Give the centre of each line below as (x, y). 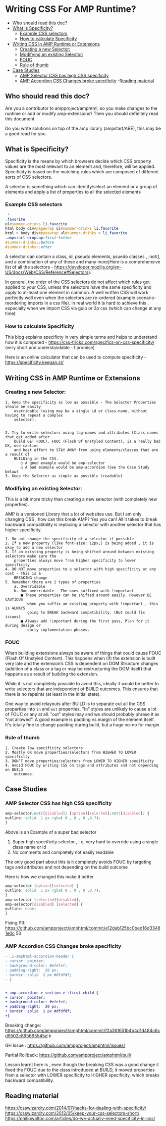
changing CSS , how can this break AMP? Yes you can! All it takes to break (81, 519)
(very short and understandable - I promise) (50, 348)
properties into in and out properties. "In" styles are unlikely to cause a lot (81, 709)
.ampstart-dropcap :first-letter (38, 238)
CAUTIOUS (14, 600)
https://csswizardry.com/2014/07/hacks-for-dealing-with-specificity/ (76, 1108)
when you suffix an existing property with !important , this (93, 604)
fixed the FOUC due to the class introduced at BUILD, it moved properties (80, 1070)
